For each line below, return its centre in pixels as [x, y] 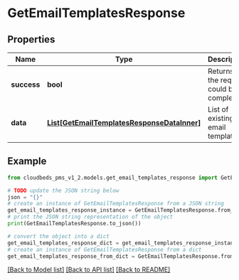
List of [218, 109]
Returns [221, 71]
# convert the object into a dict [59, 236]
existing [221, 118]
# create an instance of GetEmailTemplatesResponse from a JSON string [116, 204]
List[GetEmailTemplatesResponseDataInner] [124, 123]
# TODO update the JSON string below [63, 190]
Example [27, 161]
